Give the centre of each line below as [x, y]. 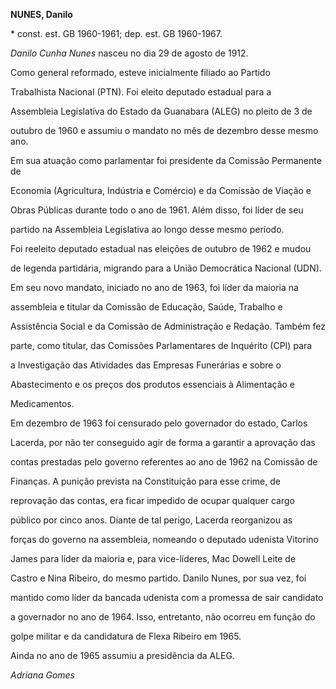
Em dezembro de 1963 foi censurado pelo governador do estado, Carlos [159, 423]
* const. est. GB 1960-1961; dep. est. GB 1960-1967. [116, 33]
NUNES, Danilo [41, 14]
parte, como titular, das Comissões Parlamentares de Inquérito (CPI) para [161, 345]
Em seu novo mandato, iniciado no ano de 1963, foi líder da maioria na [154, 287]
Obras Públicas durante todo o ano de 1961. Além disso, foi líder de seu [157, 210]
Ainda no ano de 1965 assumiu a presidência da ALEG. [122, 655]
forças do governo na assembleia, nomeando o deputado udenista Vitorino [164, 539]
